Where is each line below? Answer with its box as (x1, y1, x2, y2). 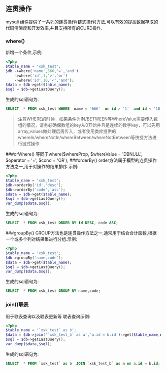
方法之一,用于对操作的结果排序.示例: (5, 164, 79, 170)
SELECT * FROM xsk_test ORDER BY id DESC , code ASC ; (5, 221, 119, 226)
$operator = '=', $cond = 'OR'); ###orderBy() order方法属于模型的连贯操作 (5, 157, 157, 163)
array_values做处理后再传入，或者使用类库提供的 (17, 128, 116, 135)
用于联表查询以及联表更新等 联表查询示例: (5, 313, 90, 319)
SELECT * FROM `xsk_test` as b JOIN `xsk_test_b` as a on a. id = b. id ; (5, 361, 161, 366)
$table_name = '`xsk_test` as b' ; (5, 328, 77, 333)
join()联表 (5, 301, 29, 308)
